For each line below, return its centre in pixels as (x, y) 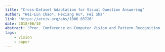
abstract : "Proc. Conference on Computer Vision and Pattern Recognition (83, 28)
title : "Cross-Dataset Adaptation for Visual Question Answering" (75, 10)
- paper (22, 42)
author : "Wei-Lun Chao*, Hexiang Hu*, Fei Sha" (55, 14)
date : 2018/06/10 (23, 24)
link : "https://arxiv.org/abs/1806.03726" (49, 19)
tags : (11, 33)
